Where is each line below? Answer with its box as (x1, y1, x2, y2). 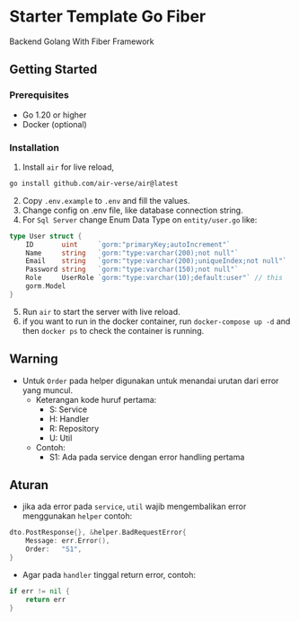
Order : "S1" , (25, 545, 83, 554)
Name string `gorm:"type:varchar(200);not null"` (25, 249, 240, 258)
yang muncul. (22, 384, 74, 396)
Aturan (9, 477, 49, 493)
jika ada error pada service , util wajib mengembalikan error (22, 501, 247, 512)
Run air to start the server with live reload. (22, 306, 181, 317)
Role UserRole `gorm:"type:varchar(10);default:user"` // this (25, 274, 283, 283)
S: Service (48, 404, 88, 415)
